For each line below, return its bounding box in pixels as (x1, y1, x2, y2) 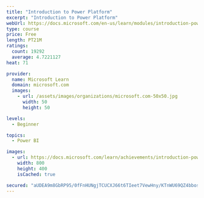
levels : (6, 115, 26, 121)
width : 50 (22, 99, 47, 105)
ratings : (6, 43, 29, 49)
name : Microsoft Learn (12, 77, 69, 83)
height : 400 (17, 165, 47, 172)
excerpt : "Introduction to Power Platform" (6, 15, 118, 21)
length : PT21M (6, 37, 42, 43)
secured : (6, 182, 29, 188)
